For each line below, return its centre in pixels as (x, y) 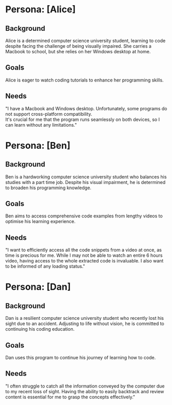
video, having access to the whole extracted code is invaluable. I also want (84, 261)
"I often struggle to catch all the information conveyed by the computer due (85, 386)
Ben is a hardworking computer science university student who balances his (86, 177)
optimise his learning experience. (41, 221)
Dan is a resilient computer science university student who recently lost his (85, 318)
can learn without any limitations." (41, 125)
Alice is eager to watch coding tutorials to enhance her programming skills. (84, 80)
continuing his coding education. (40, 329)
